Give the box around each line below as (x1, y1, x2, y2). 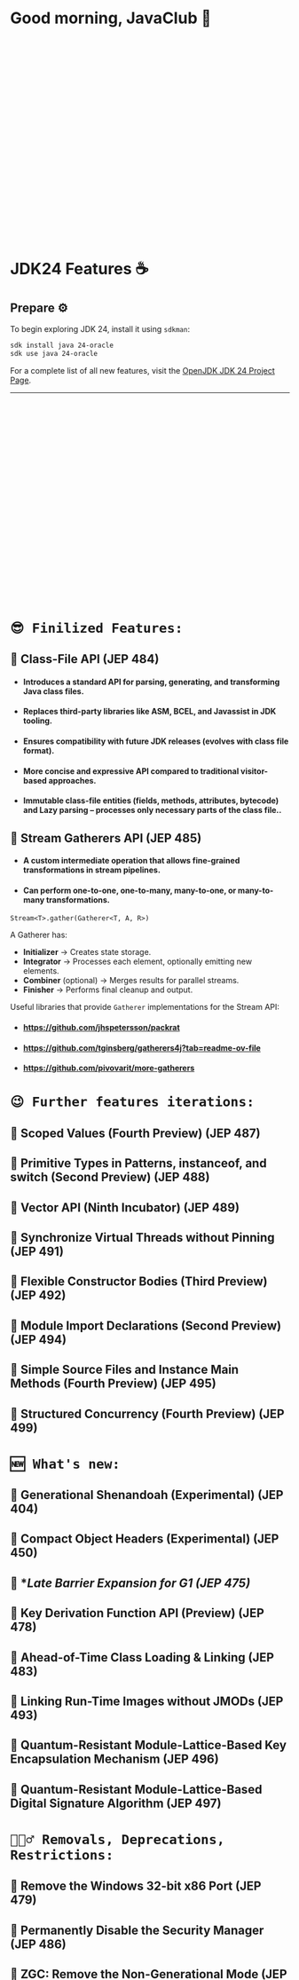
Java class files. (22, 685, 84, 697)
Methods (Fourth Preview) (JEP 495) (10, 1377, 216, 1392)
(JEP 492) (10, 1288, 67, 1303)
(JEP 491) (10, 1243, 65, 1258)
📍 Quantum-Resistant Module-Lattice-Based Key (10, 1738, 287, 1753)
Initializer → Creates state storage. (22, 947, 152, 958)
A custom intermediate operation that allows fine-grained (22, 856, 240, 866)
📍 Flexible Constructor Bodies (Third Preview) (10, 1274, 268, 1290)
